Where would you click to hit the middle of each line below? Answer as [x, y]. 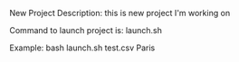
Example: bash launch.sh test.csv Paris [82, 48]
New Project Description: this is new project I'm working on [120, 13]
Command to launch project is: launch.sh [86, 30]
